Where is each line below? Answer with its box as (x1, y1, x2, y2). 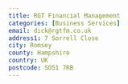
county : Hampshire (8, 49, 70, 57)
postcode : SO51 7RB (8, 64, 74, 72)
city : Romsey (8, 42, 52, 50)
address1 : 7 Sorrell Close (8, 34, 99, 42)
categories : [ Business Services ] (8, 19, 121, 27)
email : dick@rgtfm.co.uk (8, 26, 92, 34)
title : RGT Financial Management (8, 11, 121, 20)
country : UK (8, 57, 48, 65)
